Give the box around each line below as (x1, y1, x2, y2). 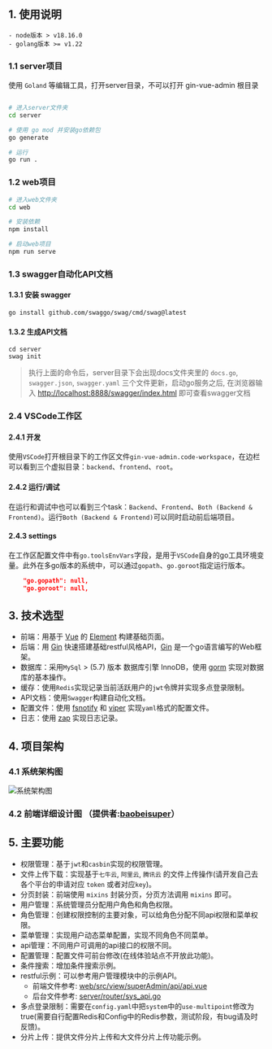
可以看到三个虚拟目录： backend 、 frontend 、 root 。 (8, 462, 178, 472)
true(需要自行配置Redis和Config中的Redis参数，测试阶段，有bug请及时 (19, 1012, 258, 1021)
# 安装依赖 (8, 218, 41, 226)
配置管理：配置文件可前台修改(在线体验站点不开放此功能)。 (19, 951, 218, 960)
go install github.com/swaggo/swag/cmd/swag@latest (8, 308, 187, 317)
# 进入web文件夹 (8, 195, 58, 203)
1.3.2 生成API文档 (8, 326, 67, 336)
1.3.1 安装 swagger (8, 290, 71, 299)
